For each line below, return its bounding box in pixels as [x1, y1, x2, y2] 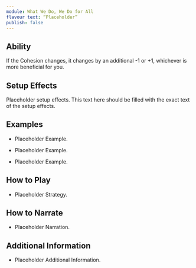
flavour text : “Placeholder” [6, 14, 78, 20]
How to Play [6, 175, 51, 185]
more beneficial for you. [6, 63, 64, 71]
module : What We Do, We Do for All [6, 8, 94, 15]
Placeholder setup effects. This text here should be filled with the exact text [6, 96, 190, 103]
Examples [6, 119, 43, 130]
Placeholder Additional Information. [14, 256, 101, 263]
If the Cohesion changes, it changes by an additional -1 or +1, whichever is [6, 57, 187, 64]
